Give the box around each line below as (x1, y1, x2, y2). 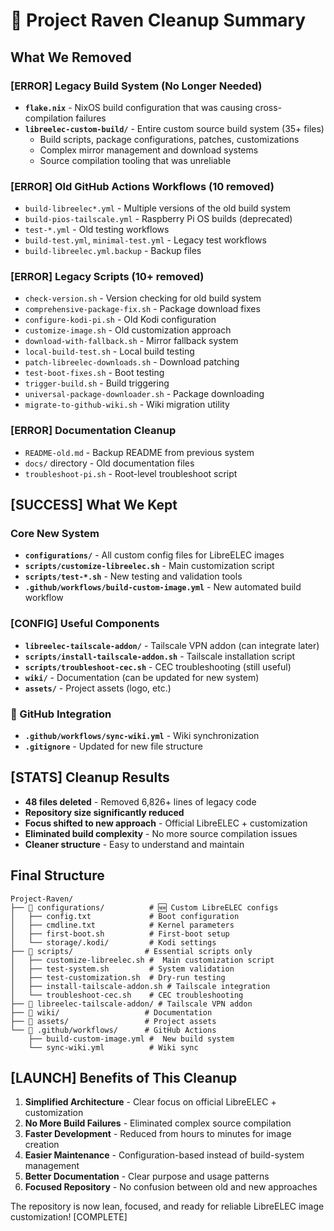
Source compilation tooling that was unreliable (39, 154, 232, 166)
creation (24, 1139, 60, 1151)
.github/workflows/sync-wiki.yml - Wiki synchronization (24, 730, 260, 742)
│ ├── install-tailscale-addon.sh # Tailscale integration (10, 981, 271, 991)
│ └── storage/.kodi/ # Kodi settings (10, 937, 217, 948)
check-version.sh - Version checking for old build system (24, 292, 262, 304)
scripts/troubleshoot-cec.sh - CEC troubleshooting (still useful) (24, 660, 292, 673)
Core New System (10, 527, 100, 541)
